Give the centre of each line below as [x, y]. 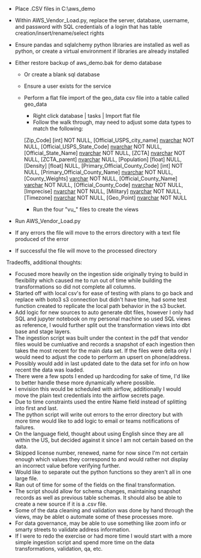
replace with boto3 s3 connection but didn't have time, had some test [101, 299]
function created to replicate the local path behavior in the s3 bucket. [100, 306]
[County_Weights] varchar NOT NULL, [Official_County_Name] [100, 179]
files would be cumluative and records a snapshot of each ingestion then [105, 344]
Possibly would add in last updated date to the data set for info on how [102, 363]
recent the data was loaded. [49, 370]
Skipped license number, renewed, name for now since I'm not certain [101, 453]
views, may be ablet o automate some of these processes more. [94, 517]
